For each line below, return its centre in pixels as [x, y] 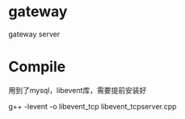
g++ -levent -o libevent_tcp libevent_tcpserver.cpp [92, 106]
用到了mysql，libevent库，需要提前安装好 [78, 90]
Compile [37, 67]
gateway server [34, 34]
